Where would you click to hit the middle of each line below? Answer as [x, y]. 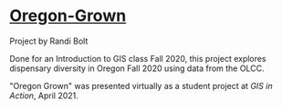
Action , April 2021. [44, 95]
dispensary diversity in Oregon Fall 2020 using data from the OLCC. [137, 68]
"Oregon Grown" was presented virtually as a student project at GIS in [141, 85]
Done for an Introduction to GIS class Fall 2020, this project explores [138, 58]
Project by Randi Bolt [49, 41]
